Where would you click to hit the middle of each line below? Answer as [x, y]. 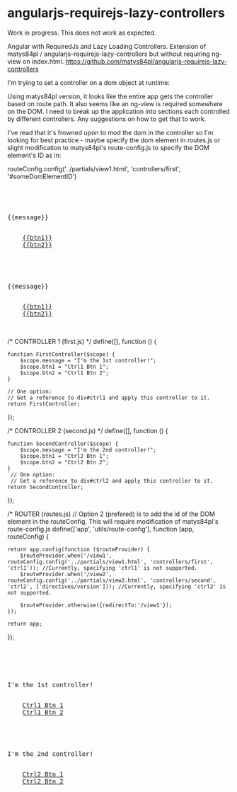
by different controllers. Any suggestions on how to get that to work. [107, 119]
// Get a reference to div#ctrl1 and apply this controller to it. [109, 398]
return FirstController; [44, 404]
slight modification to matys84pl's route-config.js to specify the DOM [109, 147]
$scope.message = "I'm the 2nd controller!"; [88, 450]
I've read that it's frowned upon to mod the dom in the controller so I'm [110, 132]
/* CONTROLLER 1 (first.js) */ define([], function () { [82, 341]
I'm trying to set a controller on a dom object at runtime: [88, 82]
